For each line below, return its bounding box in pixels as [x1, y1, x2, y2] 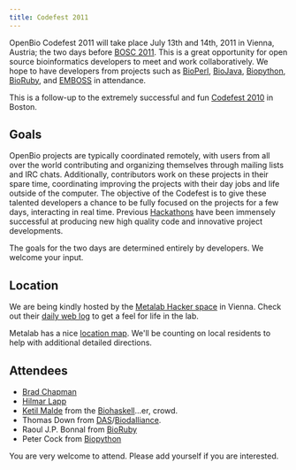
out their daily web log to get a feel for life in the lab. [9, 311, 199, 321]
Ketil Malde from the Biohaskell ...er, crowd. [21, 405, 178, 416]
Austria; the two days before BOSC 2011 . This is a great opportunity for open [9, 46, 288, 58]
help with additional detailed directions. [9, 337, 153, 348]
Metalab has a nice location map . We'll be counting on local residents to [9, 328, 271, 339]
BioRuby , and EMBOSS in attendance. [9, 74, 147, 85]
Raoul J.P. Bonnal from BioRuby [21, 424, 138, 435]
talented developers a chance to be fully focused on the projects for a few [9, 197, 279, 208]
